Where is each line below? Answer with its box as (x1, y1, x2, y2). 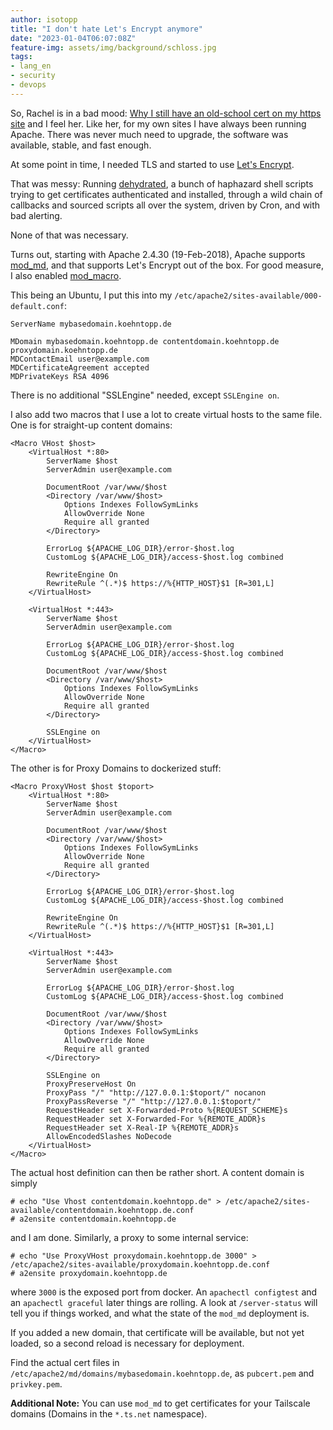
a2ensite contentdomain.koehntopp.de (19, 1214, 177, 1224)
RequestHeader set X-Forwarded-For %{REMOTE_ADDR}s (46, 1114, 267, 1124)
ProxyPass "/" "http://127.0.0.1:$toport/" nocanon (46, 1087, 267, 1098)
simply (10, 1177, 38, 1189)
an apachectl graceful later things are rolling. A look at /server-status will (10, 1296, 318, 1308)
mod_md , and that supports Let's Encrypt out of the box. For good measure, (10, 259, 325, 271)
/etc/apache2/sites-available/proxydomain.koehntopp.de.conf (10, 1259, 271, 1270)
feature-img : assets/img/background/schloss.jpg (10, 42, 217, 53)
